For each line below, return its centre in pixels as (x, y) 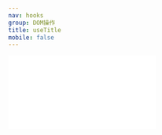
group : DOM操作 (32, 23)
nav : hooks (26, 15)
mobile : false (31, 37)
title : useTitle (35, 30)
